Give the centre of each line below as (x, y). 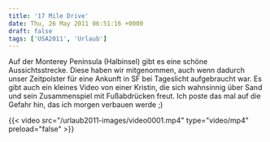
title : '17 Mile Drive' (49, 16)
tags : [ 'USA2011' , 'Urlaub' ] (58, 39)
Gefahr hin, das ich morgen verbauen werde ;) (86, 105)
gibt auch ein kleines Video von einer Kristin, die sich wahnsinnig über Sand (135, 88)
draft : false (30, 31)
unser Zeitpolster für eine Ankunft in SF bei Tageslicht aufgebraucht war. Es (135, 79)
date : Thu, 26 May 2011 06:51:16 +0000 (76, 24)
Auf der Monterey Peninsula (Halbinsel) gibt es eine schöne (108, 62)
